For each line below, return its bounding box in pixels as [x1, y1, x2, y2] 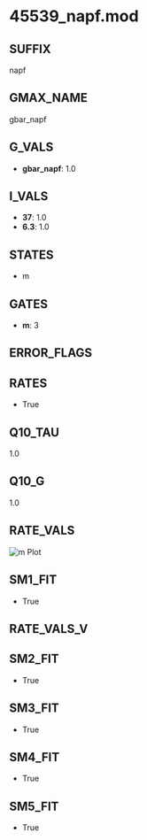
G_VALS [9, 140, 54, 155]
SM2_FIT [9, 651, 59, 667]
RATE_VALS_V [9, 621, 89, 636]
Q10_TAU [9, 425, 60, 440]
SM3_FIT [9, 701, 59, 716]
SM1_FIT [9, 573, 58, 588]
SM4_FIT [9, 750, 60, 765]
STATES [9, 247, 55, 262]
